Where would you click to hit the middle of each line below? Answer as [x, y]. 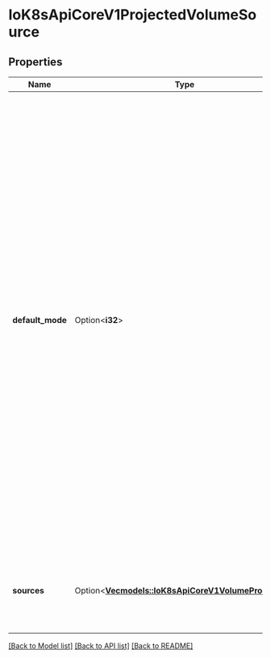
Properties [35, 62]
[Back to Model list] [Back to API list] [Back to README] [101, 646]
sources [28, 591]
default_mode [40, 320]
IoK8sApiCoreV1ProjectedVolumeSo [132, 15]
